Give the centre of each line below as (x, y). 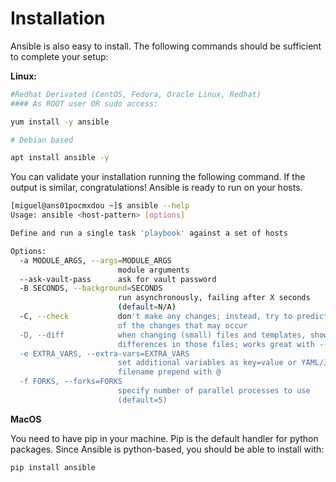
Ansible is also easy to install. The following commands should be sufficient (166, 46)
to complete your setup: (59, 56)
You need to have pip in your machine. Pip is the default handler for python (164, 438)
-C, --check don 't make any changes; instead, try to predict (174, 317)
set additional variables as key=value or (207, 363)
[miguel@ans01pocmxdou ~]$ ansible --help (100, 206)
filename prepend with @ (169, 372)
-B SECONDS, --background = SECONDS (91, 288)
